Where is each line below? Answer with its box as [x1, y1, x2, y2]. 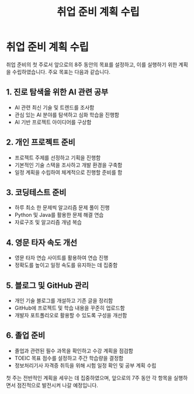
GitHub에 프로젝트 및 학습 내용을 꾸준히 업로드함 [14, 304, 125, 311]
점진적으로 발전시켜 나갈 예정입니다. [16, 382, 98, 389]
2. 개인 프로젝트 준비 [6, 137, 76, 147]
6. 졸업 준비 [6, 331, 46, 341]
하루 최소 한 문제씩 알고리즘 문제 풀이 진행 [14, 204, 110, 211]
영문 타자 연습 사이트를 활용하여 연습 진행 [14, 254, 109, 261]
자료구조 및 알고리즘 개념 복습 [14, 219, 82, 226]
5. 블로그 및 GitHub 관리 [6, 280, 89, 290]
